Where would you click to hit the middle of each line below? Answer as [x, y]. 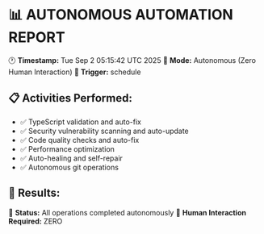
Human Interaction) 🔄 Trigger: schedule [75, 72]
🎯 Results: [34, 193]
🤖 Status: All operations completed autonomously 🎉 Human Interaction [127, 212]
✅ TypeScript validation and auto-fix [80, 122]
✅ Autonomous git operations [69, 167]
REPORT [37, 38]
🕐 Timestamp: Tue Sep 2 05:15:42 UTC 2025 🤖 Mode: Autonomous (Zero [132, 60]
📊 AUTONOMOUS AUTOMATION [121, 15]
